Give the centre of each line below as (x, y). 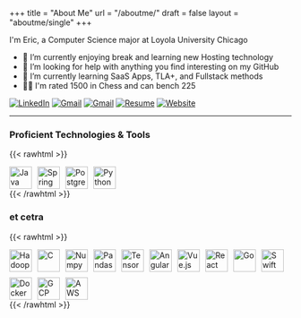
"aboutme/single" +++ (51, 22)
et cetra (26, 217)
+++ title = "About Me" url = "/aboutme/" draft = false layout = (124, 13)
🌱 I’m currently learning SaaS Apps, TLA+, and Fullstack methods (142, 76)
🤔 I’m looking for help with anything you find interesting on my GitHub (150, 67)
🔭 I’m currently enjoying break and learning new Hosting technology (148, 57)
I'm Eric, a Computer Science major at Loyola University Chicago (129, 40)
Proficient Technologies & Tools (80, 134)
